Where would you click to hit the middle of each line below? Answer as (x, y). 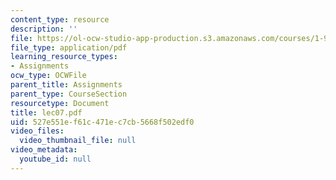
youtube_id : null (55, 159)
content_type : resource (60, 19)
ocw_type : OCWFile (48, 76)
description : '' (44, 29)
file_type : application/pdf (69, 47)
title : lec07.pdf (46, 112)
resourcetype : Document (60, 103)
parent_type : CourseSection (69, 94)
